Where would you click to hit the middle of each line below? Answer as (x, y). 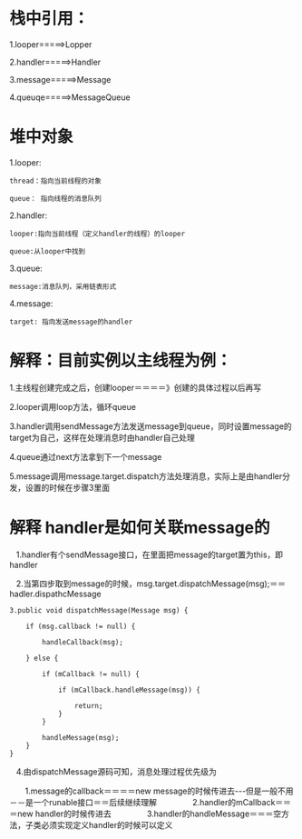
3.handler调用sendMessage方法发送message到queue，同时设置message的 (151, 426)
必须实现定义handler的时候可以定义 (107, 824)
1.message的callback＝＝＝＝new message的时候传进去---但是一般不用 (159, 791)
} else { (42, 658)
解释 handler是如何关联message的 (140, 527)
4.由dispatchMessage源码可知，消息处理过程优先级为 (117, 771)
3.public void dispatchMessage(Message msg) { (99, 610)
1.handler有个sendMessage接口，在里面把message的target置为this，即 (150, 554)
